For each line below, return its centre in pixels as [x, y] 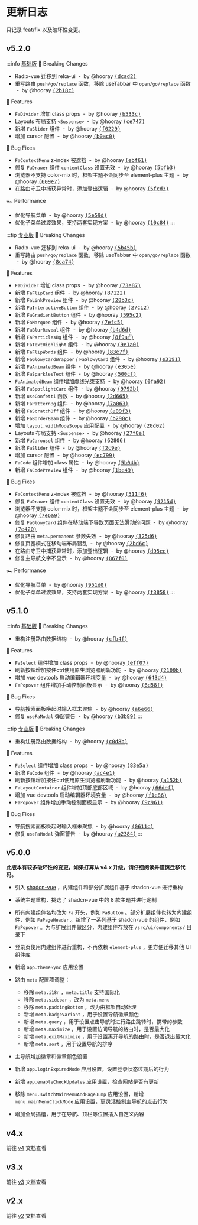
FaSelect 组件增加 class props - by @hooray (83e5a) [82, 765]
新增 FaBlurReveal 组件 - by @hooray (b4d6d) [73, 329]
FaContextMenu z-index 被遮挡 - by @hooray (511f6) [81, 493]
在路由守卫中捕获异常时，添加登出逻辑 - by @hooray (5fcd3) [92, 188]
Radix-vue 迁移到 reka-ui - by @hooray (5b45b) [75, 247]
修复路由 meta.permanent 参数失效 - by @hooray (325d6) [86, 536]
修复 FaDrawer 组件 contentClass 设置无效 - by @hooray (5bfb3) [95, 167]
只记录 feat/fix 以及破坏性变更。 [45, 30]
